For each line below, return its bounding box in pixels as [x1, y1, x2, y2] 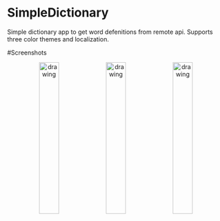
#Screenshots [7, 48, 47, 57]
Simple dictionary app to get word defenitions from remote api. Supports [7, 28, 214, 36]
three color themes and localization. [7, 35, 109, 43]
